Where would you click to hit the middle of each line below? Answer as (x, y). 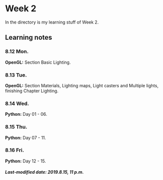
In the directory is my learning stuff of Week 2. (52, 22)
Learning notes (29, 38)
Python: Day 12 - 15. (26, 161)
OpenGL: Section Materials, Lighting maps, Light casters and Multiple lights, (82, 85)
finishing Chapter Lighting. (32, 91)
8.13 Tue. (16, 75)
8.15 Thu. (16, 127)
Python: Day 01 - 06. (26, 114)
